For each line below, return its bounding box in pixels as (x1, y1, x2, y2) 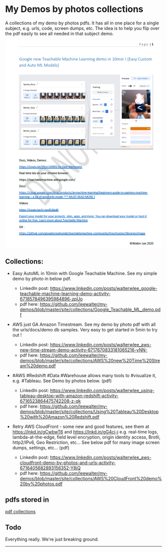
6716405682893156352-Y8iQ (19, 465, 81, 471)
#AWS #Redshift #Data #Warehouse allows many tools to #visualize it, (12, 373, 157, 379)
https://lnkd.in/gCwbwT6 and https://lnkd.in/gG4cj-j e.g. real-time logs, (12, 429, 158, 435)
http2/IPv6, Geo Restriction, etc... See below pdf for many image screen (12, 439, 160, 445)
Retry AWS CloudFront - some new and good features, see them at (12, 423, 150, 429)
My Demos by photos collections (5, 3, 144, 15)
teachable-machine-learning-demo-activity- (19, 290, 111, 297)
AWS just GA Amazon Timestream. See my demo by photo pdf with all (12, 321, 156, 327)
